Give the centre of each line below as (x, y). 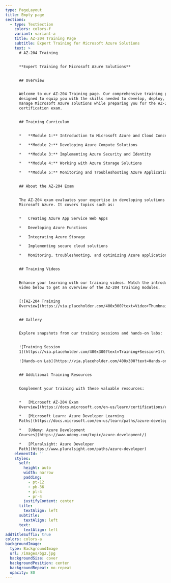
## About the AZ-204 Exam (46, 186)
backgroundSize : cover (34, 558)
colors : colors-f (33, 29)
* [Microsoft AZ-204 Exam (49, 402)
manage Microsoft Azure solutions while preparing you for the (87, 104)
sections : (16, 19)
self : (24, 463)
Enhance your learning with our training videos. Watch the (84, 283)
